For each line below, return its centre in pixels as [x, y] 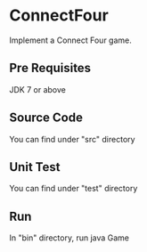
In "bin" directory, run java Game [69, 238]
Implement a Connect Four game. [70, 40]
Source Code [46, 118]
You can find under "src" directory [72, 139]
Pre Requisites [50, 68]
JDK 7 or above [38, 89]
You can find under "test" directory [73, 189]
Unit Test [35, 167]
